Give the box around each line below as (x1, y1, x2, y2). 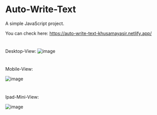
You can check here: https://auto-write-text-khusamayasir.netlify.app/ (5, 30, 152, 36)
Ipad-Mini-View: (5, 94, 39, 100)
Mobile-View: (5, 66, 33, 72)
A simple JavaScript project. (5, 20, 65, 26)
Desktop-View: (5, 48, 37, 54)
